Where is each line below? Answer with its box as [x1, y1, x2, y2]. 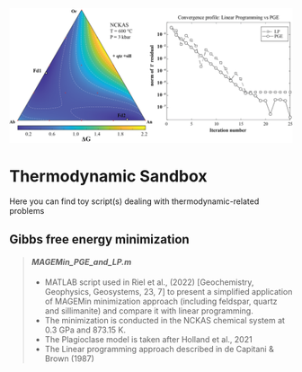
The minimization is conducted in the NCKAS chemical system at [44, 314, 286, 325]
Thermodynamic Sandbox [9, 166, 209, 187]
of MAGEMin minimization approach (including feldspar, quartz [44, 296, 278, 306]
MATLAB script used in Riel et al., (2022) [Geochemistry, [44, 277, 254, 288]
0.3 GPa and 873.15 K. [44, 324, 127, 335]
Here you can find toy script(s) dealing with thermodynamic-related [9, 196, 260, 207]
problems [9, 206, 45, 217]
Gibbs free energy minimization [9, 232, 191, 247]
